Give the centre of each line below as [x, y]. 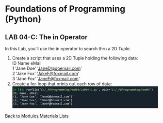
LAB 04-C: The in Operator [46, 37]
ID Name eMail [27, 63]
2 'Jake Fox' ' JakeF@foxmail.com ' [46, 73]
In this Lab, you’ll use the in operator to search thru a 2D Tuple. [68, 49]
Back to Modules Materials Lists [37, 116]
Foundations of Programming [65, 9]
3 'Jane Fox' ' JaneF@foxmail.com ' [46, 79]
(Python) [23, 19]
